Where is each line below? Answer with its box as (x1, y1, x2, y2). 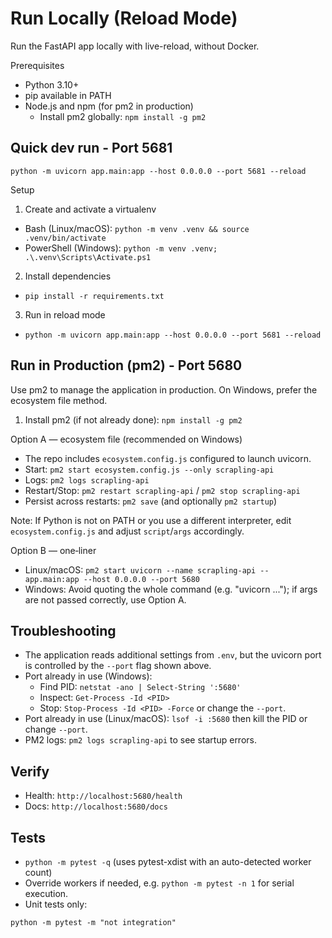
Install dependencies (24, 270, 112, 282)
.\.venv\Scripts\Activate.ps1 (24, 252, 152, 262)
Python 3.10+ (24, 78, 80, 91)
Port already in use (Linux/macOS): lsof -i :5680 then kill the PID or (24, 713, 308, 725)
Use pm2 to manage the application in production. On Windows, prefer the (10, 383, 318, 396)
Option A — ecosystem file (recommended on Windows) (10, 433, 243, 445)
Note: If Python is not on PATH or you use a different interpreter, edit (10, 514, 292, 526)
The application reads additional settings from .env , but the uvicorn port (24, 649, 322, 661)
